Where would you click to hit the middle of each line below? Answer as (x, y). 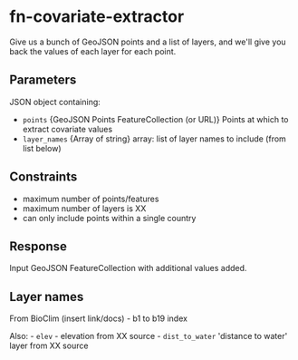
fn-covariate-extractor (97, 17)
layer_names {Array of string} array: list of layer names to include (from (154, 139)
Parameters (43, 80)
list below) (42, 148)
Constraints (43, 177)
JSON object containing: (55, 102)
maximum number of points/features (91, 199)
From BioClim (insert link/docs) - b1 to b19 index (99, 318)
